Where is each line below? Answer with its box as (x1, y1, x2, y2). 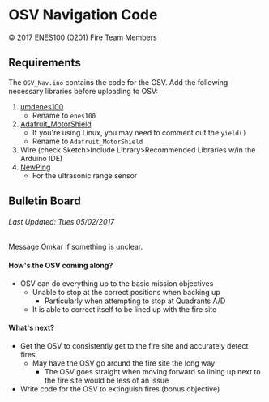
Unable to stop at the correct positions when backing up (32, 287, 220, 297)
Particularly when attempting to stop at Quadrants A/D (44, 296, 226, 306)
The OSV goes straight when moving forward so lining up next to (44, 366, 261, 376)
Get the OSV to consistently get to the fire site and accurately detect (19, 340, 249, 350)
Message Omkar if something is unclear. (8, 242, 143, 252)
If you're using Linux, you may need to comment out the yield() (32, 127, 247, 137)
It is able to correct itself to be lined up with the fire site (32, 304, 217, 314)
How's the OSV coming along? (8, 260, 113, 270)
